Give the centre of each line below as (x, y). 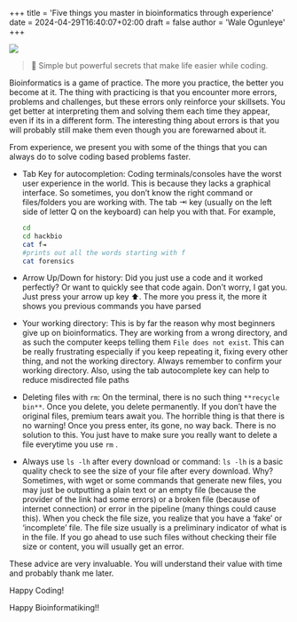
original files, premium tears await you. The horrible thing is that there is (153, 416)
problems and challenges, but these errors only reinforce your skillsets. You (147, 102)
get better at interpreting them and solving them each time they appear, (140, 111)
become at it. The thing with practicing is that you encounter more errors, (143, 92)
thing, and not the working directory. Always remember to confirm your (152, 361)
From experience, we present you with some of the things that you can (138, 147)
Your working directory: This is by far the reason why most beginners (148, 323)
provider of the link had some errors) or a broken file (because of (141, 499)
